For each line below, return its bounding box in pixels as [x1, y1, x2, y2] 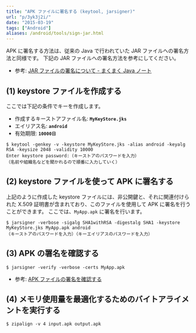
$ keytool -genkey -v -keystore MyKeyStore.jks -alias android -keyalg [6, 142, 185, 147]
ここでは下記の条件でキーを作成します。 [6, 102, 104, 109]
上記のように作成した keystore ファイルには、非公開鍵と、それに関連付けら [6, 193, 190, 200]
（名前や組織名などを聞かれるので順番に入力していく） [6, 159, 120, 165]
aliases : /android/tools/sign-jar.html [6, 31, 104, 36]
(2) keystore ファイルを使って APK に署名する [6, 177, 174, 187]
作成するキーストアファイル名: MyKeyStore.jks [14, 115, 127, 122]
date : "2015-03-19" [6, 19, 54, 25]
